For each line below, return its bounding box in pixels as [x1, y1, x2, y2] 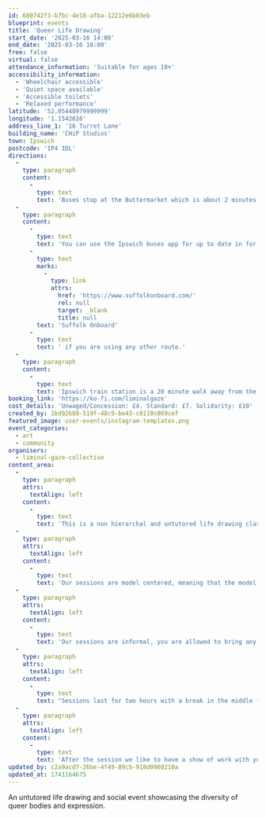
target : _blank [58, 306, 108, 314]
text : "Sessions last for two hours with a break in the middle [36, 697, 253, 705]
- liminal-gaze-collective [15, 453, 104, 462]
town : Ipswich [8, 136, 55, 145]
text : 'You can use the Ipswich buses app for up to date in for [36, 240, 257, 248]
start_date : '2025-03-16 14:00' [8, 33, 115, 42]
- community [15, 439, 55, 447]
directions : [8, 151, 47, 159]
